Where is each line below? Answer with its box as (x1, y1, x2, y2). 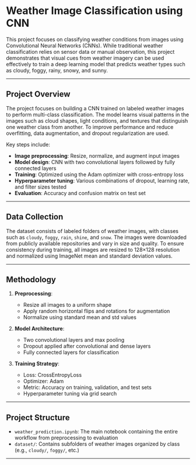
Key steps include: (6, 141, 51, 148)
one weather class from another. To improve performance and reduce (6, 123, 174, 130)
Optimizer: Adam (23, 378, 64, 385)
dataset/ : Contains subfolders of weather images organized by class (14, 440, 180, 447)
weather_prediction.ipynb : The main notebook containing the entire (14, 428, 178, 435)
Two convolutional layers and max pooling (23, 336, 124, 343)
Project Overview (6, 89, 71, 99)
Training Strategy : (14, 360, 60, 367)
